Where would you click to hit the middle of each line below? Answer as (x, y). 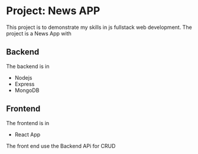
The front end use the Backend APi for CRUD (61, 146)
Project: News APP (53, 11)
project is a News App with (39, 33)
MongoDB (27, 90)
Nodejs (23, 77)
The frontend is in (28, 123)
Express (25, 84)
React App (27, 135)
